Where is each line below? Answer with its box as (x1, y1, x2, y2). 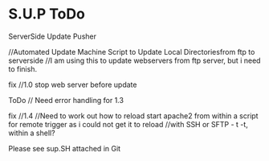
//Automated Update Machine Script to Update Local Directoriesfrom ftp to (8, 47, 255, 56)
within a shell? (8, 128, 55, 138)
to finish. (8, 64, 38, 73)
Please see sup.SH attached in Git (8, 143, 121, 153)
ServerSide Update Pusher (8, 31, 96, 41)
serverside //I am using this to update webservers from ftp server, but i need (8, 56, 261, 65)
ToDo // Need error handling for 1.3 (8, 95, 124, 105)
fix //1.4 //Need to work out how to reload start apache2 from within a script (8, 110, 259, 121)
